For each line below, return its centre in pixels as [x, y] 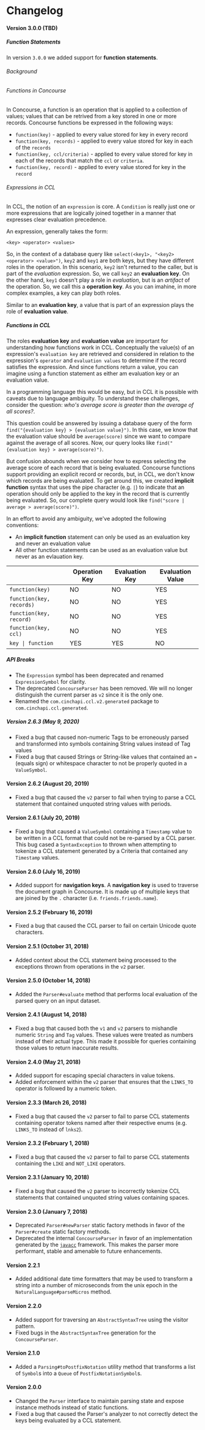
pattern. [25, 1326]
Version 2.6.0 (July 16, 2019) [43, 871]
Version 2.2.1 [23, 1265]
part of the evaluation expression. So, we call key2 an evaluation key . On [98, 273]
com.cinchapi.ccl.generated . [52, 708]
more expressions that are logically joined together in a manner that [91, 213]
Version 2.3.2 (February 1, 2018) [48, 1143]
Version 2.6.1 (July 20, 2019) [43, 818]
